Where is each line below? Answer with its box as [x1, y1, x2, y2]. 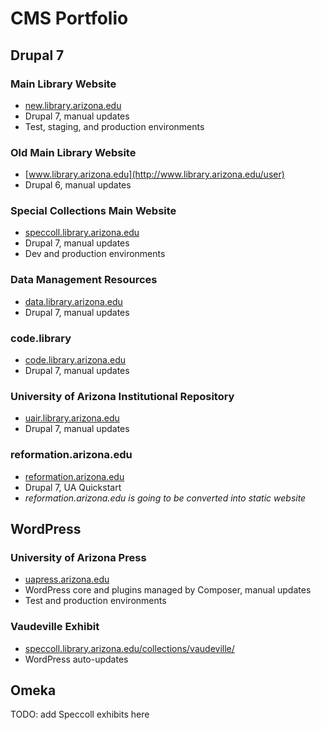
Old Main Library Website [10, 145, 137, 159]
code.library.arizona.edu [24, 354, 126, 366]
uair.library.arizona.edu [24, 412, 120, 424]
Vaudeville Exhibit [10, 620, 100, 634]
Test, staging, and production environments [24, 120, 205, 132]
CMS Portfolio [10, 7, 129, 30]
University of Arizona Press [10, 550, 147, 564]
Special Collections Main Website [10, 204, 177, 218]
